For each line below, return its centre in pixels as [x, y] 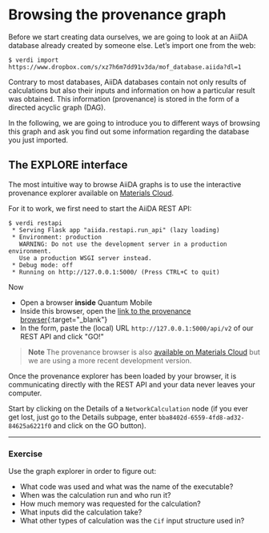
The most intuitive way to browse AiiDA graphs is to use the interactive [125, 184]
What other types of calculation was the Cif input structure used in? [132, 521]
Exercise [26, 454]
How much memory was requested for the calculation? [110, 504]
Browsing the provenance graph [117, 15]
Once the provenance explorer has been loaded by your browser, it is [122, 376]
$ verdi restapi [35, 223]
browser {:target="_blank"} [64, 319]
